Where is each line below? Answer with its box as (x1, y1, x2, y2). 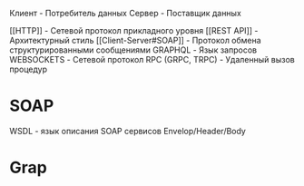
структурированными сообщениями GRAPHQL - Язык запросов (9, 44, 257, 55)
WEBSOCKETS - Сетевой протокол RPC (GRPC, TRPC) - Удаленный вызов (9, 54, 295, 64)
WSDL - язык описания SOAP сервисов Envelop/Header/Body (9, 125, 247, 136)
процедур (9, 64, 48, 74)
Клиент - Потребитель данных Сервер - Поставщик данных (9, 8, 242, 18)
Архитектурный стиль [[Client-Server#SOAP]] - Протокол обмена (9, 35, 261, 45)
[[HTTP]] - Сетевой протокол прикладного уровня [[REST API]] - (9, 25, 259, 35)
